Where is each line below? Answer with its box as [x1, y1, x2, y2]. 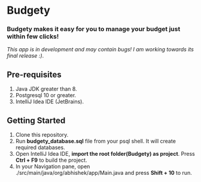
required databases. [15, 144, 65, 151]
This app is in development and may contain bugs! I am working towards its [7, 46, 194, 53]
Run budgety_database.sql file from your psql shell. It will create [15, 138, 176, 145]
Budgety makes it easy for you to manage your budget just [7, 25, 181, 33]
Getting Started [7, 115, 66, 125]
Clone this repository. [15, 131, 69, 138]
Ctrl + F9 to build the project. [15, 156, 87, 164]
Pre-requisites [7, 69, 62, 79]
